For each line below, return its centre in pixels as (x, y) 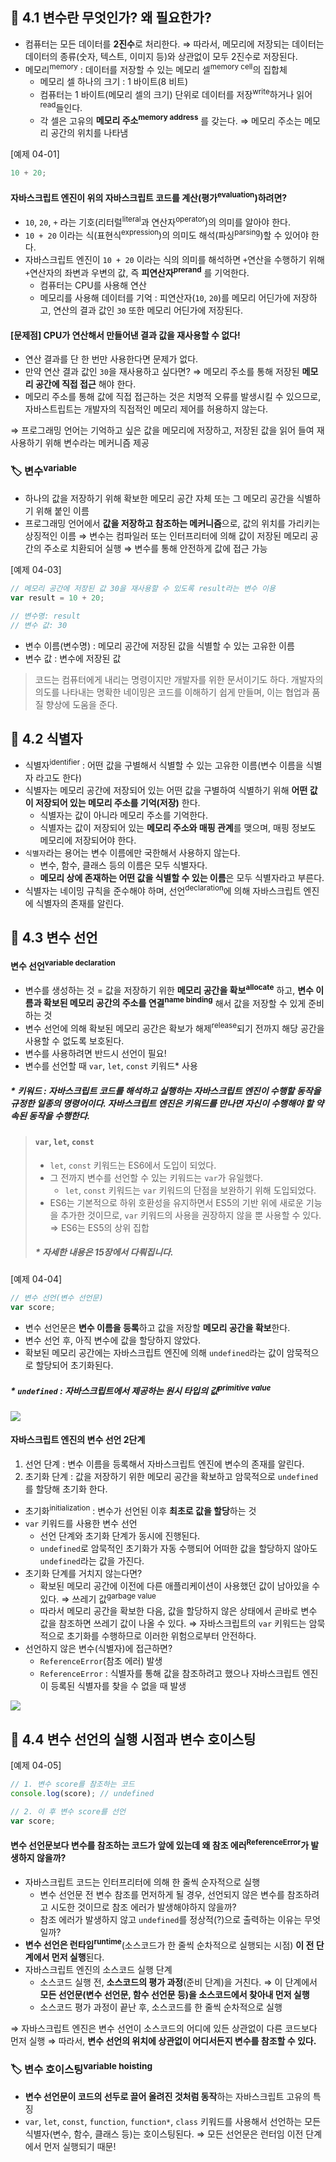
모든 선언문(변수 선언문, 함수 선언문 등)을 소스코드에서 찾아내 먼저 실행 (174, 1995)
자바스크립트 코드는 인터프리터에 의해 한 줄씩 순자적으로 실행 (142, 1882)
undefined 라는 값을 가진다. (92, 1560)
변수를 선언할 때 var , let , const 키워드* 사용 (111, 1065)
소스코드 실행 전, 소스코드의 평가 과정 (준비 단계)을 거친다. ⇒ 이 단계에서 (178, 1982)
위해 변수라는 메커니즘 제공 (97, 443)
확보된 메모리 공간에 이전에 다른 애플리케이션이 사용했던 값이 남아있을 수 (180, 1585)
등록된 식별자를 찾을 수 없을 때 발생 (118, 1686)
